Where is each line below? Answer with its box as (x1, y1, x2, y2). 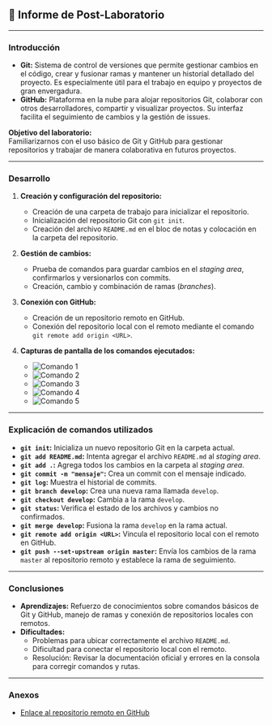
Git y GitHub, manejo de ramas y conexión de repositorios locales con (19, 610, 253, 619)
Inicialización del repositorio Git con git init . (32, 216, 185, 226)
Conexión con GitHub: (19, 297, 97, 307)
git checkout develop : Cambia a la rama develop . (19, 494, 185, 504)
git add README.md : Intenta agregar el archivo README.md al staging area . (19, 451, 261, 461)
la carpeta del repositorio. (32, 233, 119, 243)
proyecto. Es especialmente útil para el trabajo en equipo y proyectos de (19, 78, 262, 88)
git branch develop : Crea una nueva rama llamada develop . (19, 485, 219, 495)
